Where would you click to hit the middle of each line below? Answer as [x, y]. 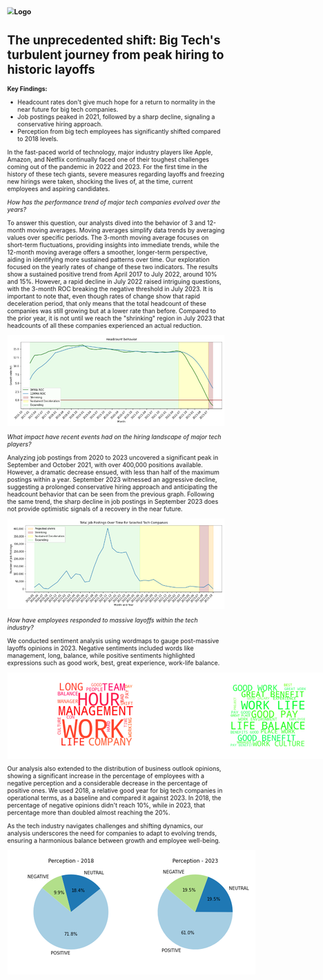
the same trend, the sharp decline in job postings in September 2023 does [113, 501]
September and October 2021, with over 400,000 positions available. [105, 464]
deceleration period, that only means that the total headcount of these [107, 303]
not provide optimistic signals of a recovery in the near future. [95, 509]
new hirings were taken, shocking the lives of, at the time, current [100, 181]
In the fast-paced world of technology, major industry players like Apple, [110, 152]
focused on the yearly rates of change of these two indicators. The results [113, 266]
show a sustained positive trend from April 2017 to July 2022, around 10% [112, 274]
